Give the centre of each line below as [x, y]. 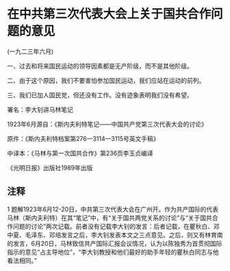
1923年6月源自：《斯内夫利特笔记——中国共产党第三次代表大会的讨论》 [107, 124]
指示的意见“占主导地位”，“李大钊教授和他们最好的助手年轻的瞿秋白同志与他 [113, 252]
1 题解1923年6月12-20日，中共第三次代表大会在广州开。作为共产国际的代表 [113, 209]
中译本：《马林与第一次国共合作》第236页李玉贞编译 [80, 153]
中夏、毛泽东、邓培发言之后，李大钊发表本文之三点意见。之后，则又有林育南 [115, 235]
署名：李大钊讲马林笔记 [40, 109]
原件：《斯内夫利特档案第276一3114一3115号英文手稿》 [83, 138]
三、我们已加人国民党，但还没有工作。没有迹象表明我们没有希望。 [100, 95]
